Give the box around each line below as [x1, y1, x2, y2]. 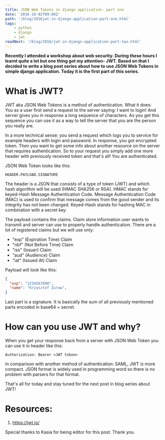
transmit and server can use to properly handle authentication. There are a [5, 222, 156, 228]
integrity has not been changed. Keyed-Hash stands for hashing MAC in [5, 202, 151, 207]
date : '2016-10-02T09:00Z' [5, 12, 60, 17]
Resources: [5, 404, 53, 414]
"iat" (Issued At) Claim [12, 257, 57, 263]
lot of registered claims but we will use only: [5, 227, 94, 233]
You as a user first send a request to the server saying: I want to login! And [5, 107, 156, 113]
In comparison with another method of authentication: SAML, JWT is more [5, 361, 156, 367]
